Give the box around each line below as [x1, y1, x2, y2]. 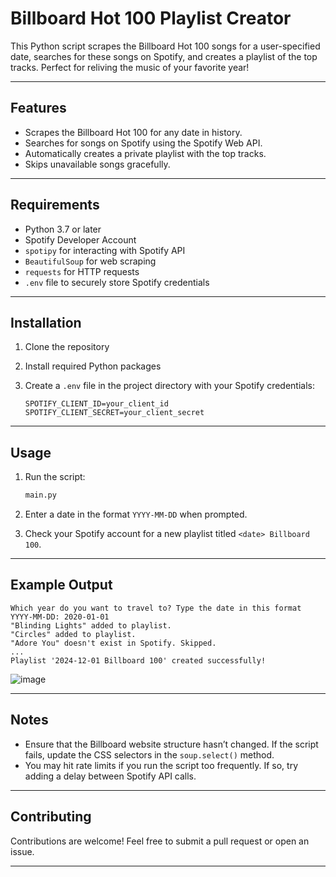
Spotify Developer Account [24, 233, 137, 246]
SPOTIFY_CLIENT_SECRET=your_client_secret [24, 408, 205, 418]
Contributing [10, 808, 92, 826]
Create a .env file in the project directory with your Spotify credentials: [24, 380, 316, 392]
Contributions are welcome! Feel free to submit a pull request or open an [10, 835, 310, 847]
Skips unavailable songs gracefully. [24, 158, 171, 170]
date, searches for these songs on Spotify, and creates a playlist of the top [10, 50, 318, 62]
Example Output [10, 577, 113, 594]
